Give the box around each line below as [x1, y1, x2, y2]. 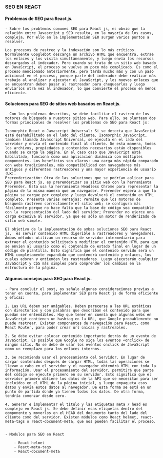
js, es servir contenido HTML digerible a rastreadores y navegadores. [5, 231, 156, 236]
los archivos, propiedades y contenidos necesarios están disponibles [5, 146, 152, 151]
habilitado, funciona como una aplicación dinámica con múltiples [5, 154, 143, 159]
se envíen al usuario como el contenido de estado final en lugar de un [5, 244, 156, 249]
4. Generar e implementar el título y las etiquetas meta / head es [5, 402, 147, 407]
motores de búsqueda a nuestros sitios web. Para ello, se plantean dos [5, 116, 156, 121]
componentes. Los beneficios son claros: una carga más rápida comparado [5, 159, 159, 164]
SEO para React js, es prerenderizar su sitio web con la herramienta [5, 180, 152, 185]
